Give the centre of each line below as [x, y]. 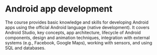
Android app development [59, 9]
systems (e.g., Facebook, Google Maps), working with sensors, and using [78, 42]
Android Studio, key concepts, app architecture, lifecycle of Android [73, 32]
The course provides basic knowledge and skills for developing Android [77, 22]
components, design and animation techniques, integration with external [77, 38]
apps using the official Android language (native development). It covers [77, 27]
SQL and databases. [25, 48]
